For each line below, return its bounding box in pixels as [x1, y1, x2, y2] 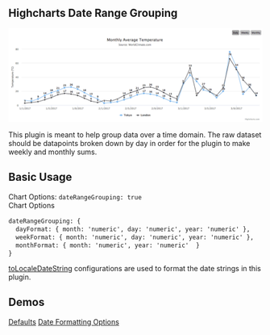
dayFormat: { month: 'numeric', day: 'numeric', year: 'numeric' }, [15, 225, 251, 233]
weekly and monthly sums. [8, 147, 98, 157]
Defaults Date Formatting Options [8, 316, 119, 326]
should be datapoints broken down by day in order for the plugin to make [8, 138, 251, 148]
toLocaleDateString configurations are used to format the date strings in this [8, 263, 262, 273]
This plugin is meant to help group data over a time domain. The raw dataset [8, 129, 262, 140]
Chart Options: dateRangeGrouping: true [8, 191, 143, 201]
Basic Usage [8, 170, 73, 184]
